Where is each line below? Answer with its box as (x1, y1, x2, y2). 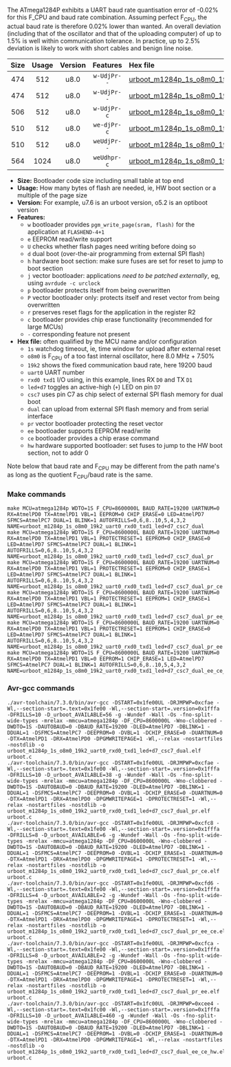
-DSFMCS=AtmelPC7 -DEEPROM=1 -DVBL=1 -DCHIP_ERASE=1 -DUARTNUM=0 (32, 909, 223, 917)
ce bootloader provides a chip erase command (27, 433, 159, 442)
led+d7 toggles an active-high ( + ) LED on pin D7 (27, 382, 161, 391)
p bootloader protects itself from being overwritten (27, 285, 170, 294)
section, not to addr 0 (27, 449, 89, 457)
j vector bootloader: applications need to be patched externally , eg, (27, 271, 220, 279)
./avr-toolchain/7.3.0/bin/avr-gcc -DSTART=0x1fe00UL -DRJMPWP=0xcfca (7, 940, 214, 947)
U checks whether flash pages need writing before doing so (27, 242, 197, 250)
